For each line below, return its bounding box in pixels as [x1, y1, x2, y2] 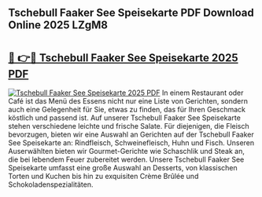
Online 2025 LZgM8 [8, 19, 109, 32]
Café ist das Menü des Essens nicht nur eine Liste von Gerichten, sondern [8, 97, 248, 105]
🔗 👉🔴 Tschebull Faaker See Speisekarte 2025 [8, 51, 238, 64]
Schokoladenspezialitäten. [8, 180, 94, 189]
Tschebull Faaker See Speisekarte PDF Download [8, 6, 254, 20]
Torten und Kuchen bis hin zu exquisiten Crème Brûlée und [8, 172, 199, 181]
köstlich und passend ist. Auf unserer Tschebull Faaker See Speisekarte [8, 113, 242, 122]
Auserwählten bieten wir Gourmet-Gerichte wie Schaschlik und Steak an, [8, 147, 245, 155]
